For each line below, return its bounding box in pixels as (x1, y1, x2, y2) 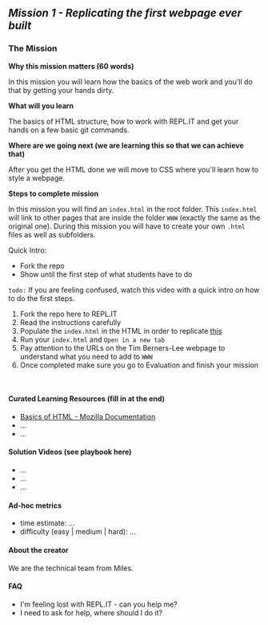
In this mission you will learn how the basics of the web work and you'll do (8, 76, 254, 87)
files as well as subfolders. (8, 229, 96, 239)
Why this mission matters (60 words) (8, 61, 134, 71)
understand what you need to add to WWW (19, 351, 154, 361)
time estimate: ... (19, 518, 75, 528)
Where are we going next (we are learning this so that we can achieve (8, 140, 244, 150)
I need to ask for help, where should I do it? (19, 607, 163, 617)
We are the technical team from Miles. (8, 563, 134, 573)
